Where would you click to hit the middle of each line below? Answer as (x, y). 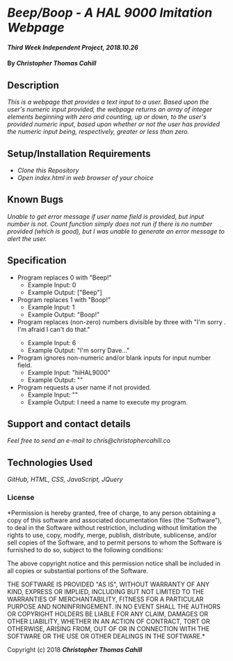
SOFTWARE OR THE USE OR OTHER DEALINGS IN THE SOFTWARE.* (106, 636)
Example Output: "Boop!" (64, 314)
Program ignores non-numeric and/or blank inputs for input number (114, 358)
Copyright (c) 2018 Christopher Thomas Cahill (75, 649)
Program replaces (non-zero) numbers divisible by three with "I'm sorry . (121, 321)
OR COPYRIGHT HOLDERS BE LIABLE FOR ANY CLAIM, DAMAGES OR (108, 614)
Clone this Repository (48, 170)
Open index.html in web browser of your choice (85, 178)
